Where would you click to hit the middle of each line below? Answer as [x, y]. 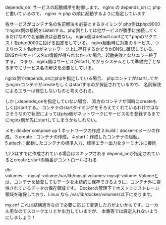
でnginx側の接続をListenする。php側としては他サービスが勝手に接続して [79, 30]
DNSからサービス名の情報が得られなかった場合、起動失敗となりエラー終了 [81, 55]
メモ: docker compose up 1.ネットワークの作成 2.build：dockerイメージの [81, 130]
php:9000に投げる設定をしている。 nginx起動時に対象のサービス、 [86, 43]
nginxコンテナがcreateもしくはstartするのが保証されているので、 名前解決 [85, 84]
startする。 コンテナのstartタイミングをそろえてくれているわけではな [89, 108]
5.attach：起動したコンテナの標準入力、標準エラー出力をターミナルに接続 [81, 143]
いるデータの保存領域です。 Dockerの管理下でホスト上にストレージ [91, 188]
